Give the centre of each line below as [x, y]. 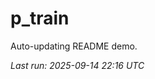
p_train [40, 18]
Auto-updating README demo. [74, 46]
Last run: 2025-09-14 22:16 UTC [77, 65]
